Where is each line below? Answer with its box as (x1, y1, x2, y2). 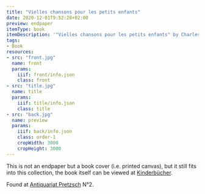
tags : (6, 37, 20, 43)
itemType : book (6, 26, 45, 32)
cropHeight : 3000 (17, 145, 62, 152)
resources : (6, 49, 34, 55)
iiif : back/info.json (17, 129, 72, 135)
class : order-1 (17, 134, 56, 141)
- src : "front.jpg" (6, 54, 56, 61)
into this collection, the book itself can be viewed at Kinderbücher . (6, 169, 173, 176)
